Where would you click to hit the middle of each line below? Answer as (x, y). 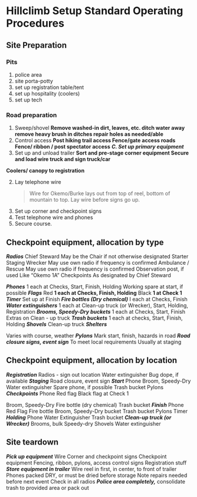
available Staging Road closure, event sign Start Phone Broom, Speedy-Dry (98, 381)
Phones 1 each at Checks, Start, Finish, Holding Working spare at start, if (95, 287)
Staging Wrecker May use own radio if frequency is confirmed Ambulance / (98, 262)
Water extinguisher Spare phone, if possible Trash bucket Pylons (85, 387)
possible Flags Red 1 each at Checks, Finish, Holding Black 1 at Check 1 (94, 292)
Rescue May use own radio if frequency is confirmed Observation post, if (95, 269)
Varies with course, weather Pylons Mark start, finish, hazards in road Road (98, 335)
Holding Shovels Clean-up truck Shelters (57, 324)
